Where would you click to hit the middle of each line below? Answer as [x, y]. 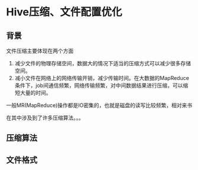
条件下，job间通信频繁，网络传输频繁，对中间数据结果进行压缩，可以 [99, 85]
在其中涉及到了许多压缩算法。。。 [45, 118]
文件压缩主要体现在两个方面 [40, 51]
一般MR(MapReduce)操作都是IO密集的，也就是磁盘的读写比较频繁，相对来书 [99, 105]
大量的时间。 [35, 93]
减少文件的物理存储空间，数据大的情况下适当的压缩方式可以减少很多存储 [103, 63]
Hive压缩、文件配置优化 [64, 12]
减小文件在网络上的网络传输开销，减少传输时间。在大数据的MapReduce [102, 78]
